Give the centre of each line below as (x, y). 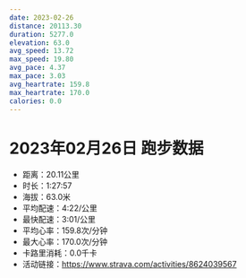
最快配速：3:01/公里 (59, 220)
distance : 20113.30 (46, 26)
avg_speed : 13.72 (42, 51)
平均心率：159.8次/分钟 (65, 230)
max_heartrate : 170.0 (50, 92)
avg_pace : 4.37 (38, 68)
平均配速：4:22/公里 (59, 208)
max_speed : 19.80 (42, 59)
